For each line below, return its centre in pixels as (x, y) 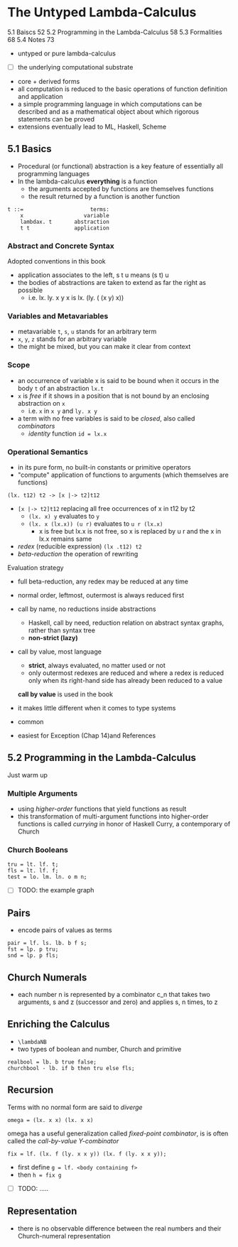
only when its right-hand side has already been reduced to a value (125, 680)
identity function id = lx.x (67, 433)
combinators (36, 426)
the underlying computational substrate (75, 67)
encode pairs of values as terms (65, 930)
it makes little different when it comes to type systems (97, 708)
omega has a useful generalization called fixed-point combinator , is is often (118, 1133)
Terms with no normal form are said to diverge (75, 1107)
